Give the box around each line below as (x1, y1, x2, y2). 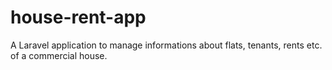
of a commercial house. (10, 49, 108, 61)
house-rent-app (10, 6, 147, 29)
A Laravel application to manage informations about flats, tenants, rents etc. (10, 39, 323, 51)
